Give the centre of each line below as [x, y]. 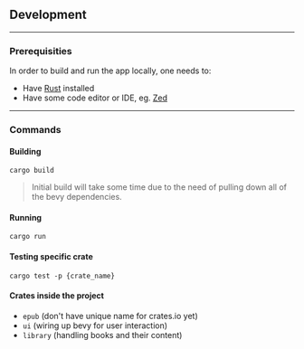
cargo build [32, 171]
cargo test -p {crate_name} [62, 276]
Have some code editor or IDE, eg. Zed [95, 98]
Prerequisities [41, 51]
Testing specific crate [51, 257]
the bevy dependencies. [76, 197]
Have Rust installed [58, 89]
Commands [35, 130]
